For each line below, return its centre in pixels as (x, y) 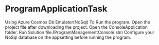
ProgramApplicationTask (56, 9)
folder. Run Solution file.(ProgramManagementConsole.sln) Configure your (80, 32)
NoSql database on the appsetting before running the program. (68, 37)
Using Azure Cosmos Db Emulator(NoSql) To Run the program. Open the (78, 22)
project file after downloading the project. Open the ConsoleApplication (77, 27)
